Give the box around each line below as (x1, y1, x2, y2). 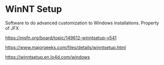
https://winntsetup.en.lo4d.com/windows (5, 54, 90, 60)
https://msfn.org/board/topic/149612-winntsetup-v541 (5, 35, 116, 41)
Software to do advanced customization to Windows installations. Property (5, 20, 159, 26)
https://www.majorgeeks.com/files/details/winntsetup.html (5, 44, 126, 50)
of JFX (5, 25, 19, 31)
